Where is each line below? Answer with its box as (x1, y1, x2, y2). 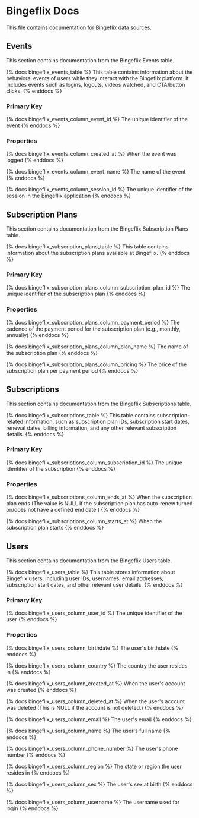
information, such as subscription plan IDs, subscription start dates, (24, 418, 190, 425)
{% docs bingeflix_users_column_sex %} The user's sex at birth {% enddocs (6, 781, 193, 788)
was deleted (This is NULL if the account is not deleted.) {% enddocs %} (6, 704, 184, 711)
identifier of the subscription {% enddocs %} (6, 465, 116, 472)
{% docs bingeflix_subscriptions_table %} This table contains (6, 411, 156, 419)
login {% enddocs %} (6, 804, 59, 812)
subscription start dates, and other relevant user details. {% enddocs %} (6, 581, 184, 588)
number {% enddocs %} (6, 751, 66, 759)
